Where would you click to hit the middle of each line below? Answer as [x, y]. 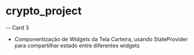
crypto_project [44, 11]
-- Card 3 [18, 27]
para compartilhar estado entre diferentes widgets [77, 45]
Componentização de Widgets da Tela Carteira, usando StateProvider [101, 39]
